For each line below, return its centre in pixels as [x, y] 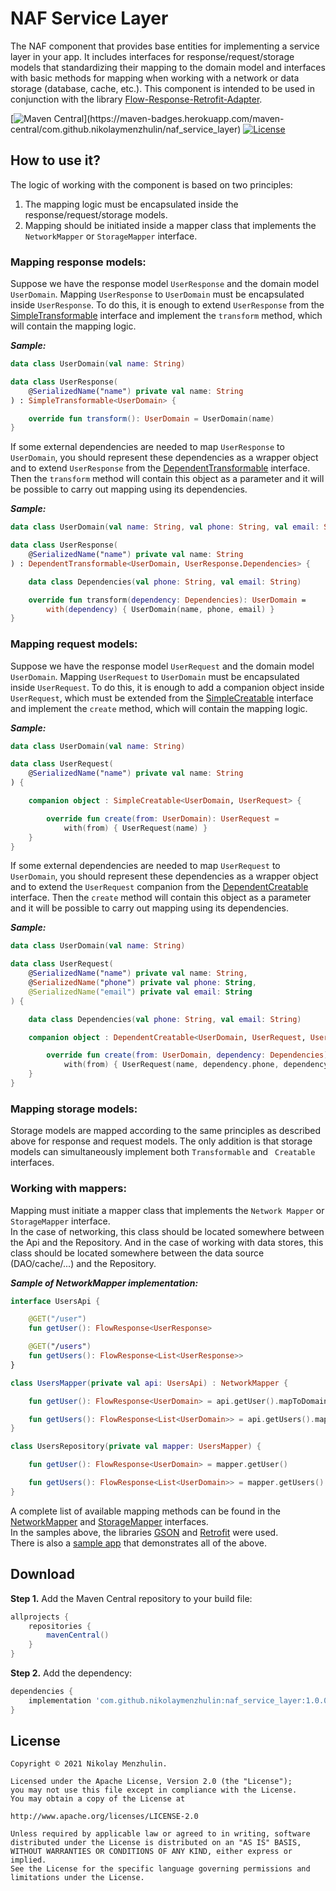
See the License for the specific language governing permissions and [160, 1869]
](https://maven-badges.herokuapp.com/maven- [184, 118]
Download [42, 1574]
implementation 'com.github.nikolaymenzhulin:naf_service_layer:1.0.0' [180, 1700]
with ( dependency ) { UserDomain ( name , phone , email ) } [160, 609]
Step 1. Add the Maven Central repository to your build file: [131, 1598]
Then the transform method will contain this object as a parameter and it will [167, 479]
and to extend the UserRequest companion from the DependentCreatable [159, 887]
